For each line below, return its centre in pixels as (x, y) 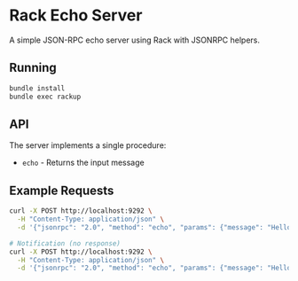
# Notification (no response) (65, 243)
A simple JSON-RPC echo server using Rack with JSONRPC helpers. (134, 40)
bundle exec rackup (45, 97)
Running (33, 68)
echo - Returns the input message (83, 163)
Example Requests (62, 190)
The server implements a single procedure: (88, 145)
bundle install (37, 88)
